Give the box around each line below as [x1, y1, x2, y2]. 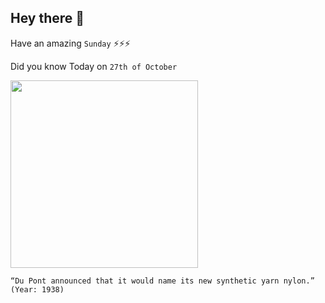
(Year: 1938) [10, 284, 65, 295]
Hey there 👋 [10, 10, 85, 27]
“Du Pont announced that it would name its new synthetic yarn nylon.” [10, 276, 315, 286]
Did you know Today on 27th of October [10, 60, 178, 72]
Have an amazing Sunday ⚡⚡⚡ [10, 37, 131, 49]
